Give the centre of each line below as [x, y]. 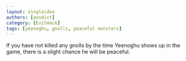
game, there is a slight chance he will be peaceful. [68, 52]
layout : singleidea [31, 12]
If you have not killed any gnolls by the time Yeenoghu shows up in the [93, 45]
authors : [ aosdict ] [31, 17]
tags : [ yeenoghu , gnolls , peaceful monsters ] [64, 28]
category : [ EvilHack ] [33, 23]
